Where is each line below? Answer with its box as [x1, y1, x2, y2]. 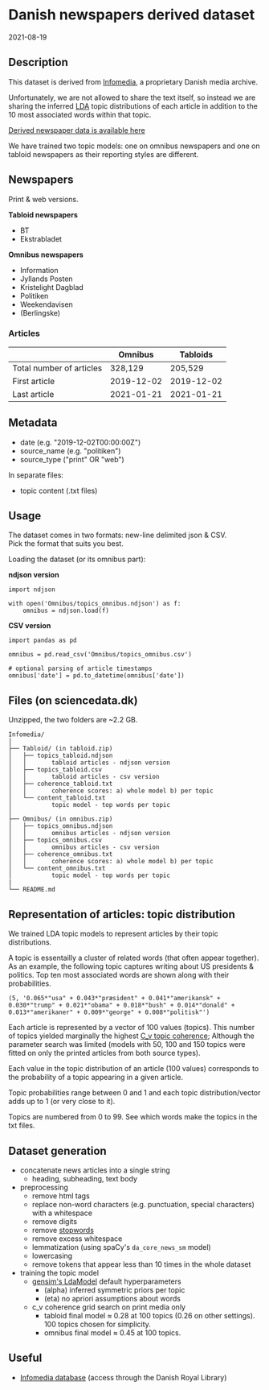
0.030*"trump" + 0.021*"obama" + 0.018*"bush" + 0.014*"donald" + [8, 1001, 235, 1010]
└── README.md [8, 886, 56, 894]
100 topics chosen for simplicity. [43, 1319, 151, 1329]
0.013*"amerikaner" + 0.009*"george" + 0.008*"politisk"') [8, 1008, 210, 1016]
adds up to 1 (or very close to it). [8, 1097, 116, 1107]
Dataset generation [8, 1144, 107, 1157]
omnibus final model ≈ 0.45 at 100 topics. [43, 1327, 181, 1338]
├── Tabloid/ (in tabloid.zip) [8, 745, 113, 753]
